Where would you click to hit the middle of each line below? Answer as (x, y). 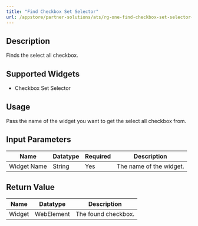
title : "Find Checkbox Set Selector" (52, 12)
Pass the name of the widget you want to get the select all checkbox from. (96, 121)
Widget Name (28, 166)
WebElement (52, 214)
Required (98, 156)
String (61, 166)
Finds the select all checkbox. (42, 55)
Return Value (30, 187)
